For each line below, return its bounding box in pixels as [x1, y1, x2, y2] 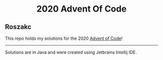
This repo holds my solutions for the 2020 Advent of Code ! [5, 35, 123, 41]
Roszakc [5, 23, 32, 31]
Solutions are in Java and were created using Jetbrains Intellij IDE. [5, 49, 137, 55]
